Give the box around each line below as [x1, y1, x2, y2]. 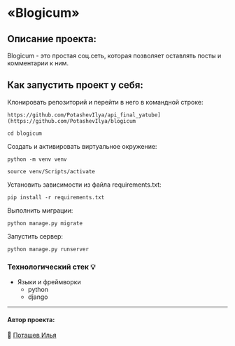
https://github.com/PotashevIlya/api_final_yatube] [7, 111, 161, 119]
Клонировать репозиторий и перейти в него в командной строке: [7, 98, 204, 106]
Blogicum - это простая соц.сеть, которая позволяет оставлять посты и [7, 51, 222, 60]
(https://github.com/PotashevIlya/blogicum [7, 117, 136, 124]
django [27, 293, 48, 301]
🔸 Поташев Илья [7, 331, 57, 340]
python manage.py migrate [7, 220, 83, 227]
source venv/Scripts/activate [7, 168, 96, 175]
